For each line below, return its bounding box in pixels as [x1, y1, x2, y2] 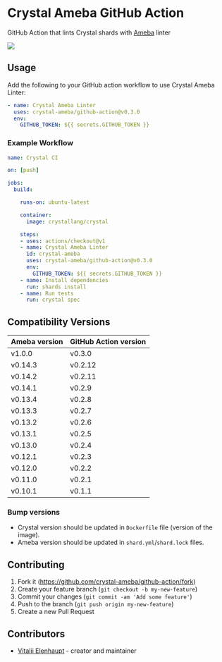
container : [20, 212, 52, 219]
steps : [20, 231, 39, 238]
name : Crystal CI [7, 154, 58, 161]
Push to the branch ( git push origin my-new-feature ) [17, 600, 174, 608]
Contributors [7, 627, 66, 639]
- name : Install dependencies [20, 276, 109, 283]
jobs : [7, 180, 23, 187]
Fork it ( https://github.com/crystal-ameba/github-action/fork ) [17, 577, 196, 586]
